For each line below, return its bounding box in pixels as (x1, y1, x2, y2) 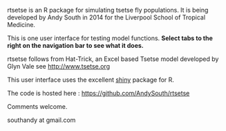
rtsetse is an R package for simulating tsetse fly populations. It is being (7, 6, 209, 14)
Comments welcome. (7, 103, 68, 110)
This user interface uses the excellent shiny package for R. (7, 76, 175, 84)
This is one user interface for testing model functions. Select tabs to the (7, 34, 213, 42)
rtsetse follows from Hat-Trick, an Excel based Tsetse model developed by (7, 55, 219, 63)
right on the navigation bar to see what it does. (7, 42, 144, 49)
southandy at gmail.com (7, 116, 76, 124)
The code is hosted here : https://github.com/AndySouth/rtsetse (7, 89, 190, 97)
